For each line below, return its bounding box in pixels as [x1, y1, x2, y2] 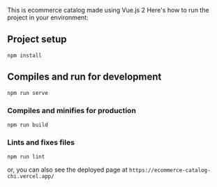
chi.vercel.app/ [7, 173, 54, 180]
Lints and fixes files [7, 137, 75, 147]
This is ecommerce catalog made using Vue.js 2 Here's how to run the [7, 6, 209, 14]
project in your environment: [7, 13, 89, 22]
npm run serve [7, 89, 49, 96]
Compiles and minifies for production [7, 105, 136, 115]
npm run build [7, 121, 49, 128]
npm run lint [7, 154, 45, 160]
